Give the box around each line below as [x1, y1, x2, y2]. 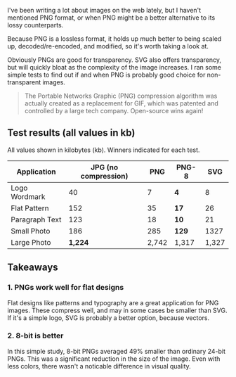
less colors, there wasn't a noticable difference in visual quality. [7, 362, 191, 370]
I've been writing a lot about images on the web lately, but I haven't [7, 6, 202, 14]
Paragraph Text [11, 215, 62, 224]
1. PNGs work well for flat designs [7, 283, 124, 293]
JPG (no [91, 162, 119, 172]
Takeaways [7, 262, 58, 274]
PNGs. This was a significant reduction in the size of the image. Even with [7, 354, 221, 363]
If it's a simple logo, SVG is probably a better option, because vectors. [7, 313, 209, 322]
